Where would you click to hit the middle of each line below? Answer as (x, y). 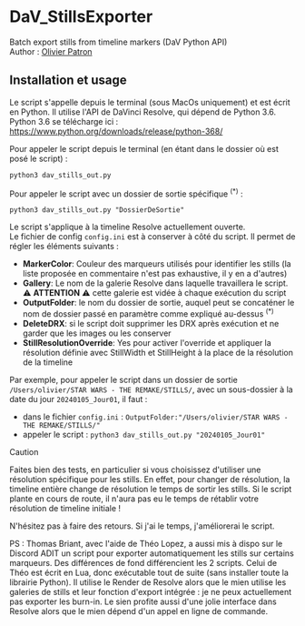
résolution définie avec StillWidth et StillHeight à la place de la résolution (157, 353)
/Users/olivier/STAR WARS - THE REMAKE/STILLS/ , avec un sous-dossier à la (151, 389)
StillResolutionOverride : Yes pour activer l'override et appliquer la (147, 343)
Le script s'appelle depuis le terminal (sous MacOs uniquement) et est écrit (150, 102)
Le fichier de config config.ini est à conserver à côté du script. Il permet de (152, 237)
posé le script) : (39, 158)
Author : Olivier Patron (51, 51)
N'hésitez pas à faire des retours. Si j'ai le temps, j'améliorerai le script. (142, 526)
